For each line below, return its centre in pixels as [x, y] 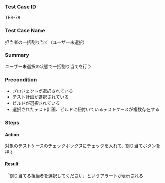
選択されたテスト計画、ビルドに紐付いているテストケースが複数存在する [86, 109]
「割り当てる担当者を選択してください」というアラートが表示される [74, 175]
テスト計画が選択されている [41, 97]
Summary [17, 55]
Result [12, 164]
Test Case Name [25, 31]
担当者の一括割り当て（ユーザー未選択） [46, 42]
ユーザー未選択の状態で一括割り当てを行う [48, 66]
